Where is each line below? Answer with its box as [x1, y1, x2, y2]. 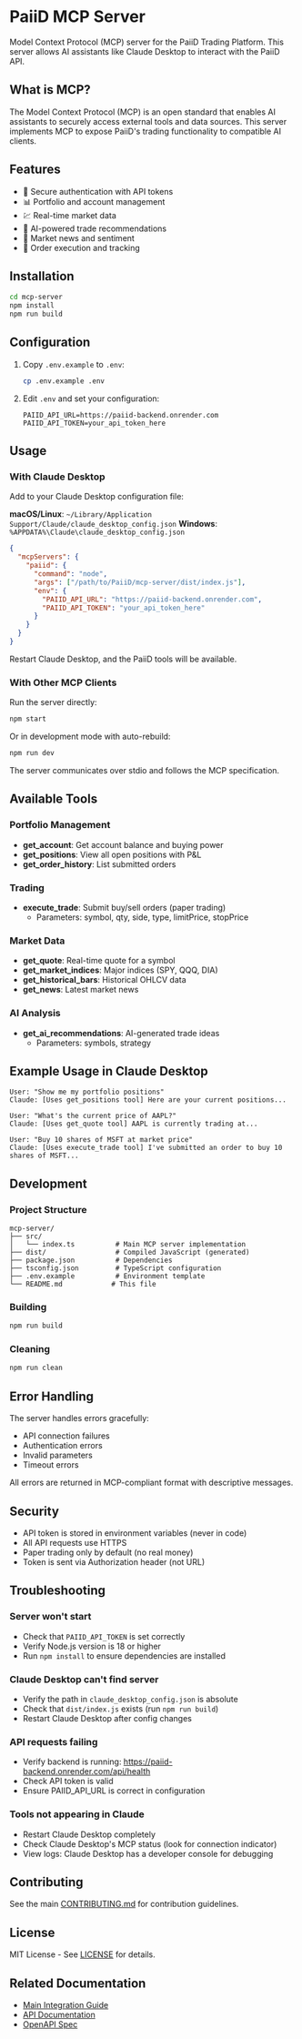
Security [9, 1503, 59, 1519]
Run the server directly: [9, 697, 97, 708]
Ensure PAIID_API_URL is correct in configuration [22, 1785, 206, 1796]
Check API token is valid [22, 1776, 114, 1787]
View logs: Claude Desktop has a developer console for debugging [22, 1848, 274, 1859]
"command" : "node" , [33, 570, 107, 579]
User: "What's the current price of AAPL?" [9, 1112, 177, 1121]
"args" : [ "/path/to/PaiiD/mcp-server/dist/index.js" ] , [33, 578, 247, 587]
